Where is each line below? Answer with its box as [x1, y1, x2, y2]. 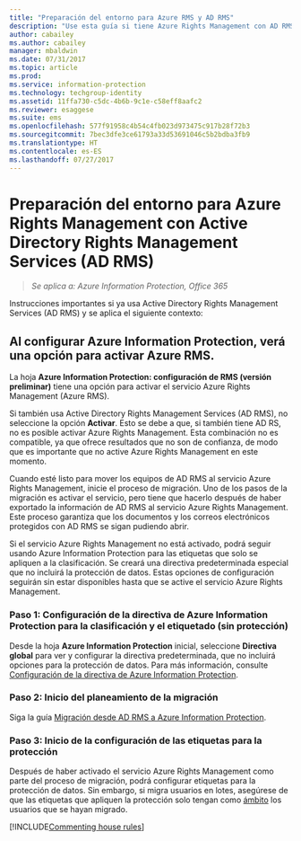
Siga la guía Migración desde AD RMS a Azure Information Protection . [9, 712, 267, 722]
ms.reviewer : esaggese [9, 105, 94, 114]
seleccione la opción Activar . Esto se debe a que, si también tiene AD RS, [9, 418, 282, 429]
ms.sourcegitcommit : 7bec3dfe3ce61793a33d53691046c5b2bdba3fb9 [9, 130, 251, 139]
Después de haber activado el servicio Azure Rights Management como [9, 766, 275, 777]
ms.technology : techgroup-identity [9, 88, 142, 97]
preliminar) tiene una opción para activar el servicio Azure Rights [9, 381, 251, 392]
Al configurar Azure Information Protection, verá [9, 333, 286, 349]
